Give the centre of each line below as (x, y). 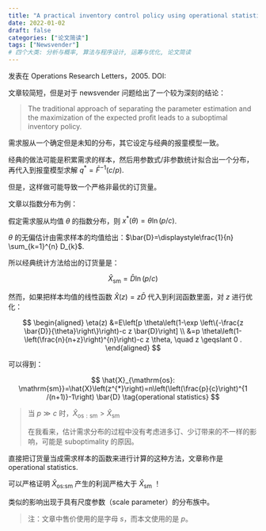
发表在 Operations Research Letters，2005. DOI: (87, 76)
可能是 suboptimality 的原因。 (90, 441)
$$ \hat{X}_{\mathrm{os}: (133, 380)
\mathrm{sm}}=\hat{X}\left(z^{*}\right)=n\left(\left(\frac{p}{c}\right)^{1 (133, 388)
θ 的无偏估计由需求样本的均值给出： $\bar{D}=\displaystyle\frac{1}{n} (121, 238)
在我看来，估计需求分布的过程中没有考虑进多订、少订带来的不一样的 (139, 431)
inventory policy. (55, 126)
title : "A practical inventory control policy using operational (118, 15)
